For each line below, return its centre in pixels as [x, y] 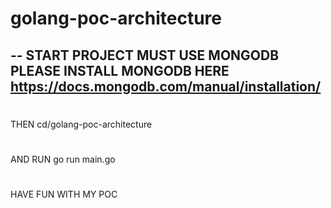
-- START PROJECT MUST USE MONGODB [145, 55]
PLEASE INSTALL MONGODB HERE [120, 70]
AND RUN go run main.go [63, 159]
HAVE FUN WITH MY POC [64, 194]
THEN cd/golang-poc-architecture [81, 124]
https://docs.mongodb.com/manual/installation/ [166, 86]
